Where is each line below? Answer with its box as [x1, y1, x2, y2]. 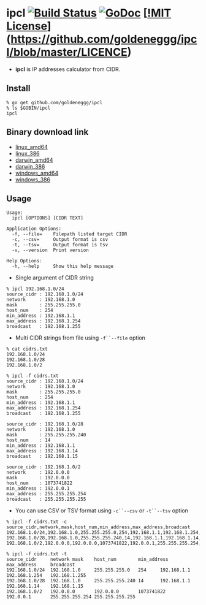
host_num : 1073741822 [6, 480, 72, 487]
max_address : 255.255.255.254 [6, 491, 86, 497]
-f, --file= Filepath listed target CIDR [12, 231, 128, 237]
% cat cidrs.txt [6, 346, 48, 352]
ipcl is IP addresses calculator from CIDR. [15, 65, 121, 73]
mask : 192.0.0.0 [6, 475, 70, 481]
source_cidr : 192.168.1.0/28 [6, 421, 84, 427]
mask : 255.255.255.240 [6, 432, 86, 438]
